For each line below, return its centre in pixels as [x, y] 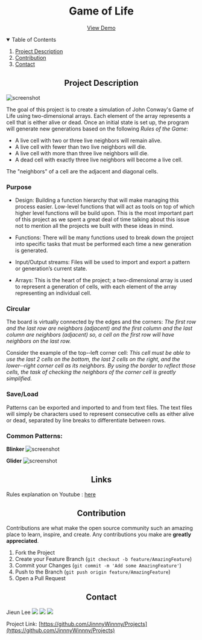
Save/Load [22, 394]
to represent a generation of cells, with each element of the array [96, 287]
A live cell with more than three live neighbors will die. [82, 153]
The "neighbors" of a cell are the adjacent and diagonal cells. [82, 171]
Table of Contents [34, 39]
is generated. [31, 251]
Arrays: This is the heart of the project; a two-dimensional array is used [104, 280]
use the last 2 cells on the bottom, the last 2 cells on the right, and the [93, 359]
